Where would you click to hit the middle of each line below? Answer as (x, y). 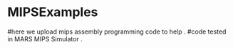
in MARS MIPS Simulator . (45, 38)
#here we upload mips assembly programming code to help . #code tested (117, 31)
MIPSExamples (53, 12)
